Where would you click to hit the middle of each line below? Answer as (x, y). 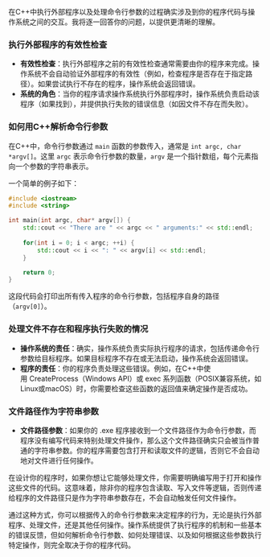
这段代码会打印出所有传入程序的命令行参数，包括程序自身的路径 (114, 296)
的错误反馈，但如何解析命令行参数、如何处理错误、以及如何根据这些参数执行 (135, 534)
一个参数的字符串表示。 (54, 166)
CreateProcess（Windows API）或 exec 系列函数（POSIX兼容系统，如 (145, 378)
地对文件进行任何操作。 (59, 460)
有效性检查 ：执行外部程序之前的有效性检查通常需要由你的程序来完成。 (136, 64)
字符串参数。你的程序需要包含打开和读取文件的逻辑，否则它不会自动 (147, 450)
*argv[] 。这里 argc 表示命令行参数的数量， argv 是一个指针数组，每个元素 (130, 156)
